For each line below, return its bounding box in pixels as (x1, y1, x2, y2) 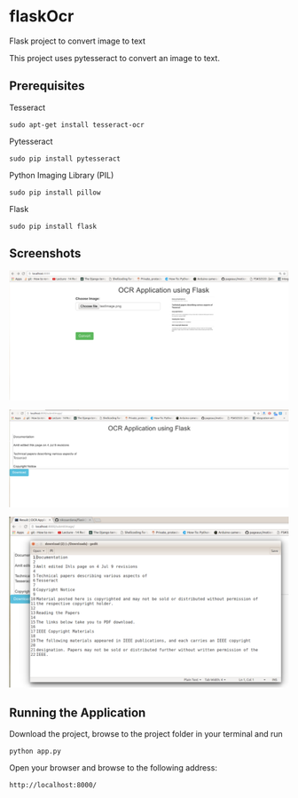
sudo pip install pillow (9, 188, 101, 197)
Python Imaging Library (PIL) (9, 170, 114, 180)
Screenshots (9, 246, 82, 261)
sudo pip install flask (9, 222, 98, 231)
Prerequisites (9, 78, 85, 94)
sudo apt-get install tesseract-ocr (9, 120, 145, 130)
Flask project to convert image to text (9, 36, 146, 46)
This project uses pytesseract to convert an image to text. (9, 52, 220, 63)
